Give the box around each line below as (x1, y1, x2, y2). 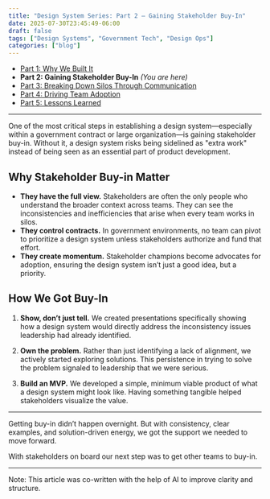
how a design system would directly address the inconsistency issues (19, 321, 252, 331)
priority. (19, 268, 47, 278)
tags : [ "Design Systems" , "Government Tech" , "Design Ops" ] (8, 34, 215, 43)
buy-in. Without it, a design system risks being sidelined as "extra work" (8, 138, 247, 148)
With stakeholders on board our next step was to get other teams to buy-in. (8, 452, 258, 461)
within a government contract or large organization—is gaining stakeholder (8, 130, 256, 139)
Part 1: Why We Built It (19, 64, 94, 73)
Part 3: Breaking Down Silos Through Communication (19, 81, 197, 91)
